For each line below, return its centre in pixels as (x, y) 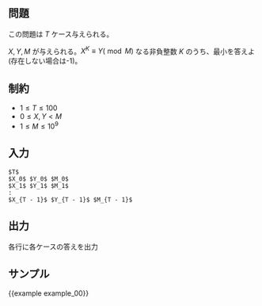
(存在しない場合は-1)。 (45, 61)
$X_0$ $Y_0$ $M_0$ (38, 179)
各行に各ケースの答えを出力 (53, 247)
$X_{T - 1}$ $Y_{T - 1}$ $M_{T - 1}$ (70, 200)
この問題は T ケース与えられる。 (61, 34)
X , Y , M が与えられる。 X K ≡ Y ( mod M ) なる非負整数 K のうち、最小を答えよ (132, 51)
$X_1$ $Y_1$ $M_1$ (38, 186)
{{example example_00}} (49, 293)
